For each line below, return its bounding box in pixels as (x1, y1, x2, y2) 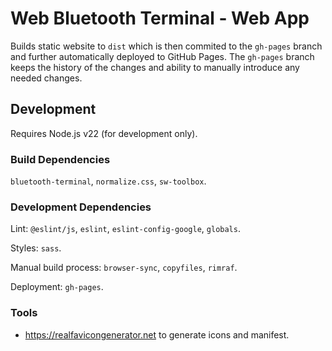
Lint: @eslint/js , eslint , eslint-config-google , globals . (10, 223, 241, 235)
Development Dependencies (10, 200, 152, 214)
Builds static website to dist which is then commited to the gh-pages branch (10, 40, 323, 52)
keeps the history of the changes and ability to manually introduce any (10, 61, 300, 73)
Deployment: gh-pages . (10, 281, 104, 293)
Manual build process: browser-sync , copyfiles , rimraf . (10, 262, 238, 274)
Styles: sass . (10, 242, 62, 254)
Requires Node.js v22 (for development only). (10, 127, 198, 139)
